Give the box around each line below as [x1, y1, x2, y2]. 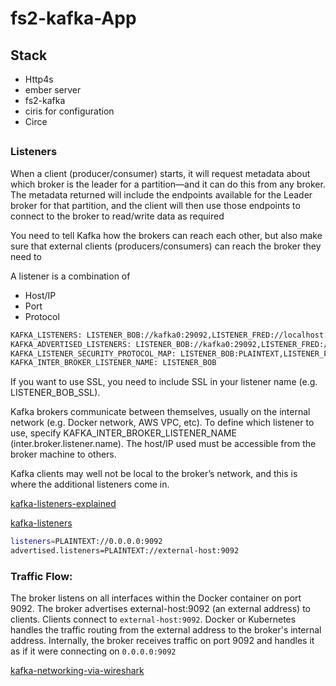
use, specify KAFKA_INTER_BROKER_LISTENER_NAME [10, 427, 237, 439]
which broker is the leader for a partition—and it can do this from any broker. [10, 178, 326, 190]
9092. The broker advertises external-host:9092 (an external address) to [10, 603, 311, 615]
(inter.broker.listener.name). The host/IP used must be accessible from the [10, 438, 317, 450]
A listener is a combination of [10, 270, 131, 282]
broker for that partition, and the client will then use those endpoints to [10, 199, 301, 211]
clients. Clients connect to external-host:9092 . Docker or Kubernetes [10, 613, 297, 626]
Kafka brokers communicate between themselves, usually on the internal [10, 406, 311, 418]
